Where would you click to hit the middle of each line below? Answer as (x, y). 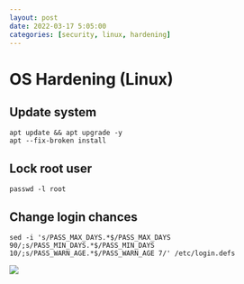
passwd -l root (38, 189)
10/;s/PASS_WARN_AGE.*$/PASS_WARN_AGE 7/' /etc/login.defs (122, 253)
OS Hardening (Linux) (91, 79)
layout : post (34, 18)
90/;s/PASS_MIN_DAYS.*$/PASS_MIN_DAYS (82, 245)
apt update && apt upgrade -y (66, 133)
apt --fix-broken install (58, 141)
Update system (53, 112)
